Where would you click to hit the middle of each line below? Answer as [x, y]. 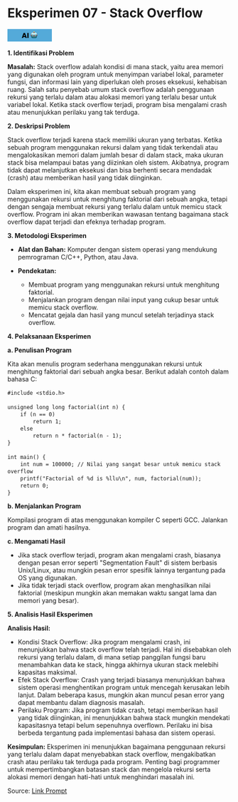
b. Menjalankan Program [44, 506]
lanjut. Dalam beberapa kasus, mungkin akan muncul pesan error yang [121, 695]
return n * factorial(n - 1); [77, 436]
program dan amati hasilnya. [49, 527]
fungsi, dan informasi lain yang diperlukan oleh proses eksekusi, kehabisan [117, 82]
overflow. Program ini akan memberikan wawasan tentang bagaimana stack [118, 214]
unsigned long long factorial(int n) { [66, 407]
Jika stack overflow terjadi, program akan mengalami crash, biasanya [119, 555]
